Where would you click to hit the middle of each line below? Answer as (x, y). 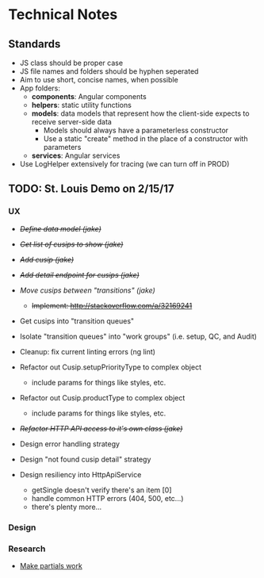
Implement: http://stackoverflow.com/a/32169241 (112, 305)
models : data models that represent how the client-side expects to (140, 113)
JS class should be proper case (71, 63)
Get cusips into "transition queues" (77, 321)
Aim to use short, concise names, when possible (99, 80)
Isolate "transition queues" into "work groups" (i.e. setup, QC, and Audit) (138, 336)
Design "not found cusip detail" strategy (85, 459)
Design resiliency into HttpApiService (80, 474)
